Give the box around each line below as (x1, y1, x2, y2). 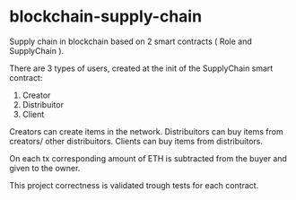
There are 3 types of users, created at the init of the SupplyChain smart (9, 63, 274, 74)
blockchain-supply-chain (9, 6, 203, 27)
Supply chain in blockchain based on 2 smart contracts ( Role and (9, 36, 253, 47)
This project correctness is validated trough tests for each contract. (9, 179, 259, 190)
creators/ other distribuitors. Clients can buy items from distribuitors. (9, 135, 263, 146)
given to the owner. (9, 162, 81, 173)
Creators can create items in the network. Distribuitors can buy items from (9, 126, 284, 136)
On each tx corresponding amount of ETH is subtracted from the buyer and (9, 152, 287, 163)
